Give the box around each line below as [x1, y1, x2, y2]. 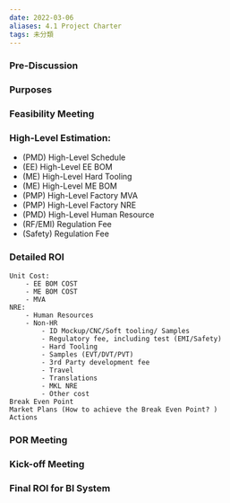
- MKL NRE [41, 381, 78, 391]
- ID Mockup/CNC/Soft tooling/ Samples [41, 326, 191, 335]
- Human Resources [25, 311, 94, 320]
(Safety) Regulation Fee [21, 228, 110, 239]
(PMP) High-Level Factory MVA [21, 190, 139, 201]
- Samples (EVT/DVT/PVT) [41, 349, 134, 359]
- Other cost [41, 389, 90, 398]
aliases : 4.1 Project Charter [9, 22, 123, 31]
